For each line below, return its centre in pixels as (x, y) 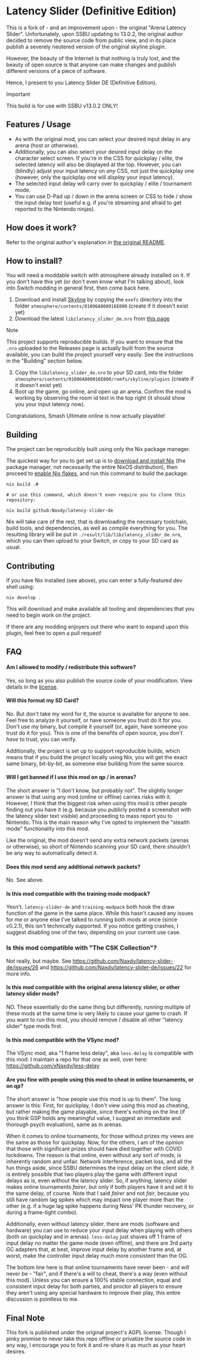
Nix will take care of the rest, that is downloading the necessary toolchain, (97, 522)
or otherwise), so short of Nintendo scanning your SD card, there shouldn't (98, 847)
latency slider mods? (33, 994)
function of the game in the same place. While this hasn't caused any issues (100, 913)
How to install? (34, 261)
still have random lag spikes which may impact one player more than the (95, 1200)
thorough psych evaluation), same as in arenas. (64, 1125)
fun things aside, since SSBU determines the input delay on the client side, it (100, 1168)
